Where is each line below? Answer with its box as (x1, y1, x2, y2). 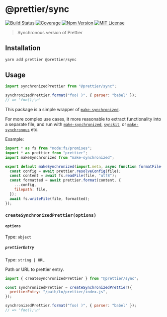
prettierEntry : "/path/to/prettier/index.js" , (9, 289, 108, 295)
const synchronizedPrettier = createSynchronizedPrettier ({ (5, 285, 133, 290)
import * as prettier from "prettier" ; (5, 150, 88, 155)
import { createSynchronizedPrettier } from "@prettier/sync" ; (5, 276, 139, 281)
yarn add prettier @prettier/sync (5, 57, 77, 62)
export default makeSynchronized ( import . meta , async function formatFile (5, 164, 162, 169)
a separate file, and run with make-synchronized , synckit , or (5, 122, 127, 127)
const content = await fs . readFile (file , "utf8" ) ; (9, 173, 117, 178)
